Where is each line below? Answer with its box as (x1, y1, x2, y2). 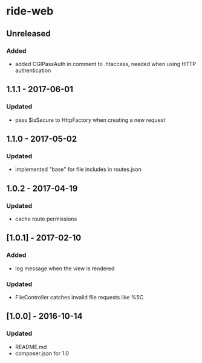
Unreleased (6, 28, 51, 39)
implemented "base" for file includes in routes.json (15, 165, 142, 173)
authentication (15, 67, 51, 74)
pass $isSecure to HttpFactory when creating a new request (15, 116, 166, 124)
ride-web (6, 4, 54, 18)
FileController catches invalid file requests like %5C (15, 293, 144, 301)
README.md (15, 343, 47, 350)
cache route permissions (15, 215, 77, 222)
